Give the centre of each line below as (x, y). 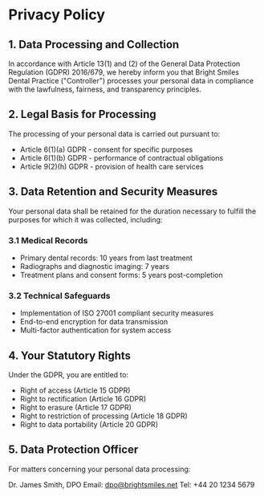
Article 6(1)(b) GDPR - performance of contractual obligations (122, 157)
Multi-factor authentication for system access (95, 330)
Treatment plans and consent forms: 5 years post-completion (121, 275)
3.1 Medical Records (48, 240)
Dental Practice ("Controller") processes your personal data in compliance (131, 81)
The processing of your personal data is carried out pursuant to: (114, 133)
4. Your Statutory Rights (69, 355)
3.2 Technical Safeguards (59, 295)
